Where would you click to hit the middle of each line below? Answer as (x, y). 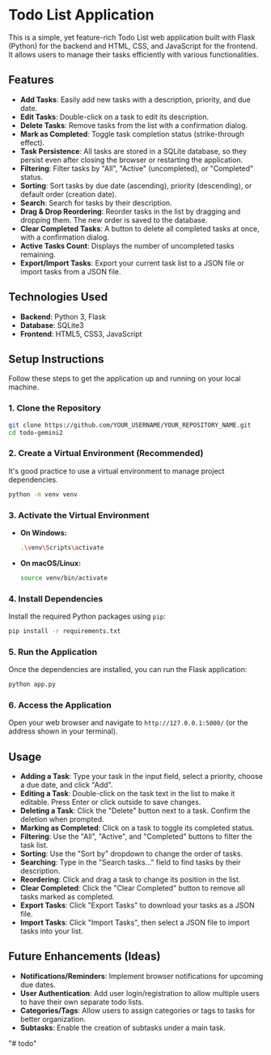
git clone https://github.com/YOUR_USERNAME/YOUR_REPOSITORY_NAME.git (130, 425)
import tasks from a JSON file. (70, 271)
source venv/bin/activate (64, 578)
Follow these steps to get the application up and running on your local (125, 379)
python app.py (32, 685)
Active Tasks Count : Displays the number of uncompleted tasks (127, 245)
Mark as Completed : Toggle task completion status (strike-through (132, 134)
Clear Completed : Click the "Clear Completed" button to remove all (132, 888)
